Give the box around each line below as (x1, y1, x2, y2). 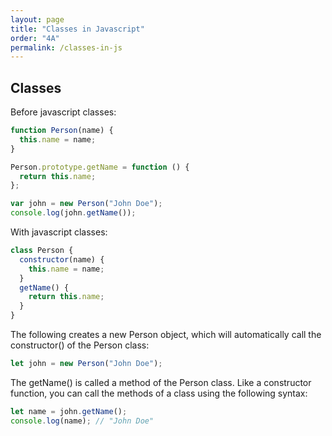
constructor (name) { (19, 254, 105, 265)
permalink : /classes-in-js (10, 42, 123, 53)
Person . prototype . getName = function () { (10, 162, 190, 172)
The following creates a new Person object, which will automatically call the (10, 329, 322, 341)
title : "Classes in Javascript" (10, 24, 145, 34)
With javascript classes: (10, 226, 108, 238)
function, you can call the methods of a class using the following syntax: (10, 387, 308, 399)
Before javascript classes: (10, 106, 117, 118)
